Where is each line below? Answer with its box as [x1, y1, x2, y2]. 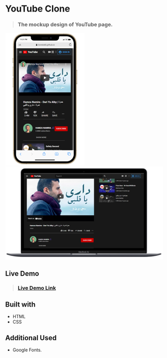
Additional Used [5, 333, 57, 342]
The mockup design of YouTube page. [17, 21, 113, 28]
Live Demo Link [17, 284, 57, 291]
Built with [5, 300, 36, 309]
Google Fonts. [12, 347, 42, 353]
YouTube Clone [5, 3, 71, 15]
